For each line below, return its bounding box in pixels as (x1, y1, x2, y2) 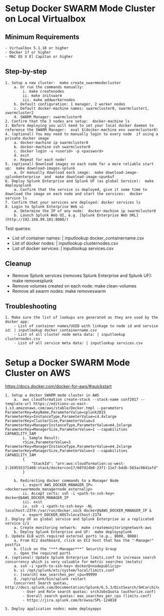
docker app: (5, 319, 29, 325)
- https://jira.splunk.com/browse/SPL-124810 (22, 598, 117, 603)
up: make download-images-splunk (5, 165, 76, 171)
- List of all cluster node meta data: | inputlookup (14, 332, 125, 337)
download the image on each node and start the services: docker (5, 191, 143, 196)
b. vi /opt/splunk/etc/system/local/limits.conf (14, 568, 115, 573)
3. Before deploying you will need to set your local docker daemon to (5, 123, 154, 128)
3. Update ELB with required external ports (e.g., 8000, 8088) (5, 534, 139, 539)
